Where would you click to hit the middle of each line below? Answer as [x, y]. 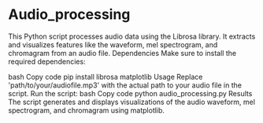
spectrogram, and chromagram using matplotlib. [87, 110]
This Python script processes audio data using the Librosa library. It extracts [132, 36]
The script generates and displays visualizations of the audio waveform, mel [132, 102]
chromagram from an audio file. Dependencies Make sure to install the [122, 53]
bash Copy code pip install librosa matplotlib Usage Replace [106, 76]
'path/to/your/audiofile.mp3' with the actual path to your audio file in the [125, 85]
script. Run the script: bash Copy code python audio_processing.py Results [130, 93]
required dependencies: [47, 61]
